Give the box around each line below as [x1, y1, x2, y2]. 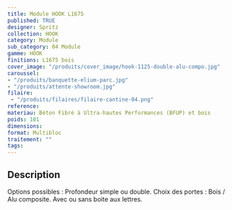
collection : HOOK [7, 30, 59, 38]
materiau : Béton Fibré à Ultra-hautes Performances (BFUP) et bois [7, 109, 211, 116]
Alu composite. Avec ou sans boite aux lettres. [7, 194, 143, 203]
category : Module [7, 37, 59, 44]
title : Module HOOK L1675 [7, 10, 84, 18]
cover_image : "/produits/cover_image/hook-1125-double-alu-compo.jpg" [7, 63, 221, 70]
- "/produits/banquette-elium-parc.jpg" [7, 76, 129, 84]
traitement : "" [7, 136, 53, 143]
